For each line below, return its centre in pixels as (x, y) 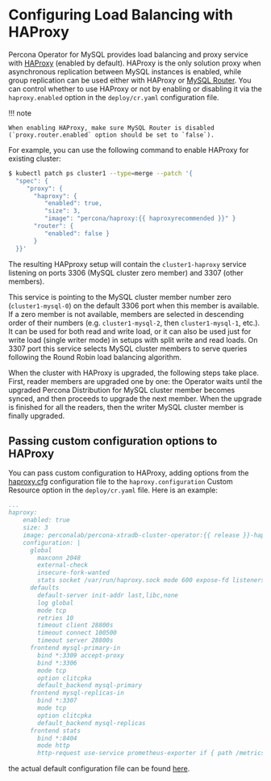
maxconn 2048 (59, 558)
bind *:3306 (58, 663)
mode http (54, 745)
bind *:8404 (58, 738)
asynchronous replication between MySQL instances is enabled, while (125, 71)
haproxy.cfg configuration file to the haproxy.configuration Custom (121, 482)
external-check (63, 565)
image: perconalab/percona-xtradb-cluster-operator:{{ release (131, 535)
